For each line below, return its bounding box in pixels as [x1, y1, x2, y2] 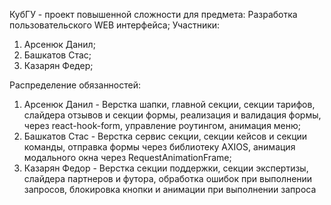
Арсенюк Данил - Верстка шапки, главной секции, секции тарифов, [23, 99, 316, 110]
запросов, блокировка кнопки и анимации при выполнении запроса [23, 184, 317, 195]
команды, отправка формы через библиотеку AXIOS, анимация [23, 141, 296, 153]
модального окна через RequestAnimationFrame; [23, 152, 232, 163]
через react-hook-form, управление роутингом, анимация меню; [23, 120, 302, 131]
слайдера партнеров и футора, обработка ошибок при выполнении [23, 173, 313, 184]
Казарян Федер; [23, 60, 94, 71]
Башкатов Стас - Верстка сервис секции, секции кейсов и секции [23, 130, 308, 142]
